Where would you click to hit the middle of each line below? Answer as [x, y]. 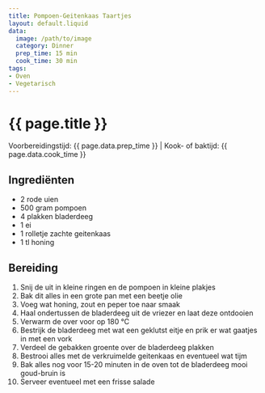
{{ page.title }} [58, 123]
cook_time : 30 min [47, 61]
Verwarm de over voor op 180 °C [75, 322]
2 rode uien [39, 200]
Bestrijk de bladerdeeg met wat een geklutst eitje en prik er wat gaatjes [139, 330]
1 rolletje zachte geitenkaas [65, 234]
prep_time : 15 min [47, 53]
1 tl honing [37, 243]
